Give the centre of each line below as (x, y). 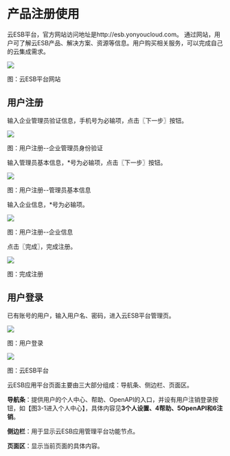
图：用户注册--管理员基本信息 (49, 190)
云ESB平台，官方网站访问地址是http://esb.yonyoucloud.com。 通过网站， (111, 34)
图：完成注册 (25, 274)
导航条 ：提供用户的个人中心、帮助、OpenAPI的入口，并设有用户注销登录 (110, 399)
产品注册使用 (44, 14)
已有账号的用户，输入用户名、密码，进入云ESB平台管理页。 (91, 315)
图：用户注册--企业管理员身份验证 (55, 147)
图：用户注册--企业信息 (40, 232)
